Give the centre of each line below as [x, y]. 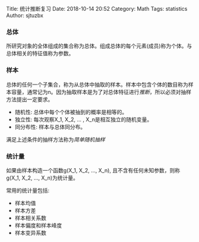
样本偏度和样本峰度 [38, 225]
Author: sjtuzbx [25, 15]
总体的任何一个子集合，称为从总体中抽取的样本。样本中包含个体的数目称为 [97, 84]
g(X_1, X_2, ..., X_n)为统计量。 [42, 178]
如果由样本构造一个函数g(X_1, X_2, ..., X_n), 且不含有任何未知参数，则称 [93, 170]
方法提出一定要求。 [30, 99]
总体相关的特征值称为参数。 [40, 54]
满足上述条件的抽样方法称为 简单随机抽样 [56, 139]
